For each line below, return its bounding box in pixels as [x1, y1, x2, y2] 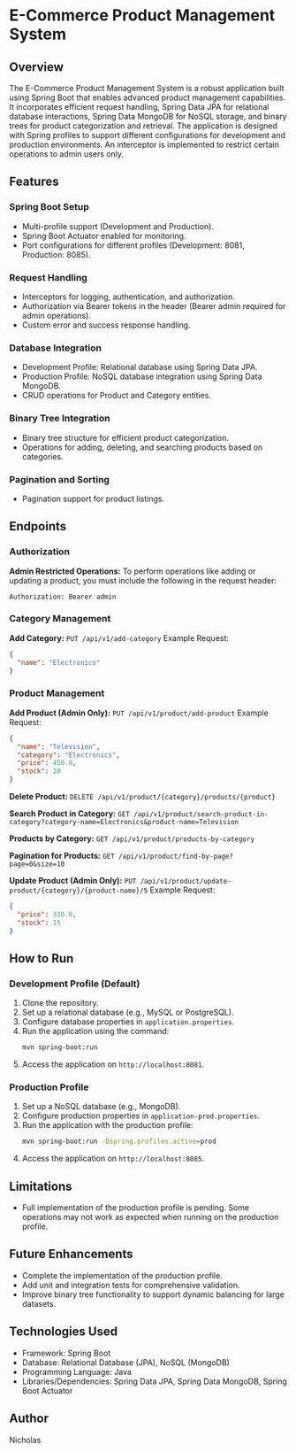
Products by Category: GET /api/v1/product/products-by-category [9, 833, 254, 844]
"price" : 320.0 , [17, 909, 77, 919]
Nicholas [9, 1434, 42, 1445]
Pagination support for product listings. [21, 493, 165, 504]
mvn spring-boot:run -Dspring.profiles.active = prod [21, 1137, 216, 1147]
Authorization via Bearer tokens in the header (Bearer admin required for [21, 300, 286, 311]
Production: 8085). [21, 249, 91, 259]
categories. [21, 451, 64, 461]
